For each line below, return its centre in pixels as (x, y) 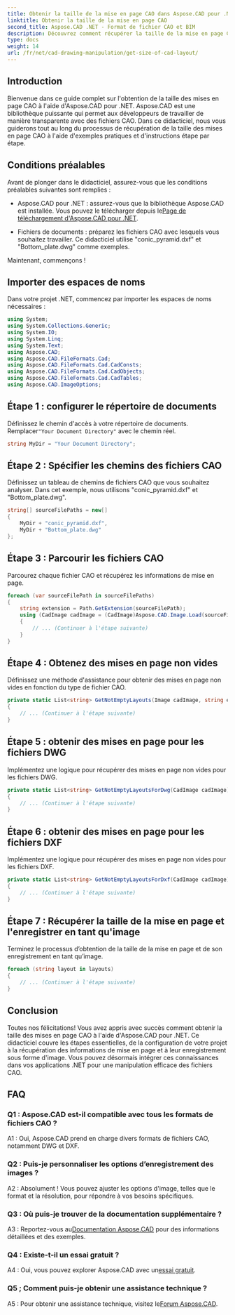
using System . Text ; (36, 345)
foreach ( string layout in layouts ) (60, 970)
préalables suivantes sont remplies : (59, 190)
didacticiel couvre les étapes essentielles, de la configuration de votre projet (117, 1043)
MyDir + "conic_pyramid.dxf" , (64, 524)
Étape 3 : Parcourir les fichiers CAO (86, 559)
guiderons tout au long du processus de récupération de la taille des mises (115, 128)
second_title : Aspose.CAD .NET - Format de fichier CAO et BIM (101, 27)
